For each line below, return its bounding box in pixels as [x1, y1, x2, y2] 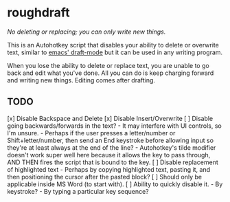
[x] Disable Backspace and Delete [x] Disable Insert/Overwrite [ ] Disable [7, 114, 214, 122]
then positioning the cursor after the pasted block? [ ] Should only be [7, 172, 203, 181]
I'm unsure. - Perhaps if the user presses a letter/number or [7, 128, 176, 137]
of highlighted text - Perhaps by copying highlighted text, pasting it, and [7, 165, 211, 173]
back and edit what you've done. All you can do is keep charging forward [7, 69, 214, 77]
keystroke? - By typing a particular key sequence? [7, 187, 149, 195]
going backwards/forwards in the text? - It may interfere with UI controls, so [7, 122, 222, 130]
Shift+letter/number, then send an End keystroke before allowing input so [7, 136, 214, 144]
